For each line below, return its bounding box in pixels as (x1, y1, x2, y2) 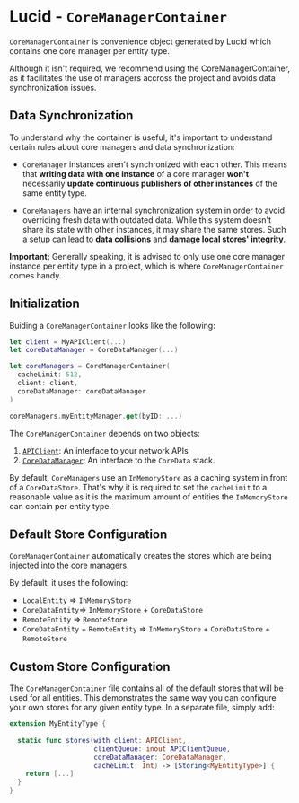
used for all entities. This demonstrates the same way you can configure (9, 693, 277, 703)
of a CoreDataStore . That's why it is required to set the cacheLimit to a (9, 481, 268, 492)
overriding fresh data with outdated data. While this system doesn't (22, 214, 272, 225)
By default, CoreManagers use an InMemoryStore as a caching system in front (9, 472, 288, 482)
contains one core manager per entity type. (9, 45, 171, 56)
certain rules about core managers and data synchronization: (9, 141, 235, 152)
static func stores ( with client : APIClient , (17, 736, 187, 745)
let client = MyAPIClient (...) (9, 337, 127, 347)
